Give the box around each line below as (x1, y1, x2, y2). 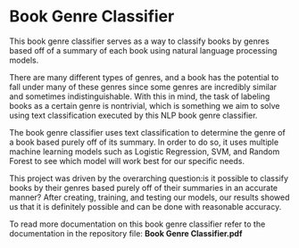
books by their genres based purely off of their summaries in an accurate (9, 182, 278, 193)
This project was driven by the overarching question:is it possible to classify (9, 172, 288, 184)
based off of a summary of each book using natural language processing (9, 45, 278, 55)
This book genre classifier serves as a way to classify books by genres (9, 36, 270, 46)
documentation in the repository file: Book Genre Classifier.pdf (9, 227, 243, 238)
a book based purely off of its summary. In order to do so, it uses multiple (9, 136, 279, 147)
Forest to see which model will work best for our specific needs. (9, 155, 245, 166)
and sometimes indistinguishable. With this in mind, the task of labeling (9, 91, 270, 102)
